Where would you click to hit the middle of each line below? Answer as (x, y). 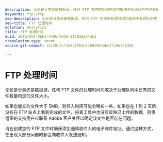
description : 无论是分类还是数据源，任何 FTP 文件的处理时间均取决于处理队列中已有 (81, 9)
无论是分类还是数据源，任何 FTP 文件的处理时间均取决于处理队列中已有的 (78, 90)
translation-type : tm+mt (30, 41)
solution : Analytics (26, 28)
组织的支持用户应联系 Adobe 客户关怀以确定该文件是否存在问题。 (70, 118)
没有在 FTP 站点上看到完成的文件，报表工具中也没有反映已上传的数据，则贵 (81, 112)
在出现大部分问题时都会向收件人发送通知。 (48, 134)
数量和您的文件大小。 (30, 95)
